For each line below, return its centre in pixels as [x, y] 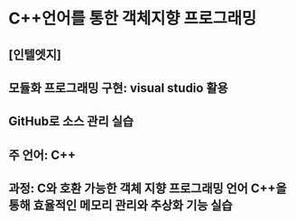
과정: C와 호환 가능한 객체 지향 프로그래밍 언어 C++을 [148, 189]
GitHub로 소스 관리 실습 [71, 121]
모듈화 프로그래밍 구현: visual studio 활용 [119, 88]
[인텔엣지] [35, 55]
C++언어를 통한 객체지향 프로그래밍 [133, 18]
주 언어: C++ [42, 155]
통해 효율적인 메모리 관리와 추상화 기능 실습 [120, 205]
